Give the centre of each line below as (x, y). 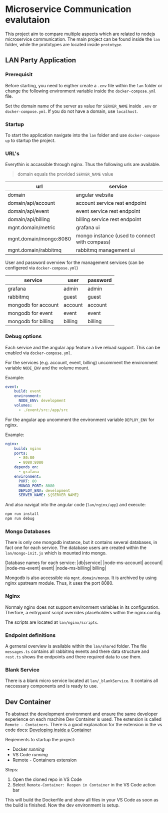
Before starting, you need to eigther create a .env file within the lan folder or (84, 85)
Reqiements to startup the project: (40, 740)
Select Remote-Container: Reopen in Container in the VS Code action (84, 785)
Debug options (23, 336)
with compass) (93, 242)
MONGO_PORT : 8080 (36, 486)
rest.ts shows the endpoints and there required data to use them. (73, 656)
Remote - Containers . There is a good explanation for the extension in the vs (84, 725)
